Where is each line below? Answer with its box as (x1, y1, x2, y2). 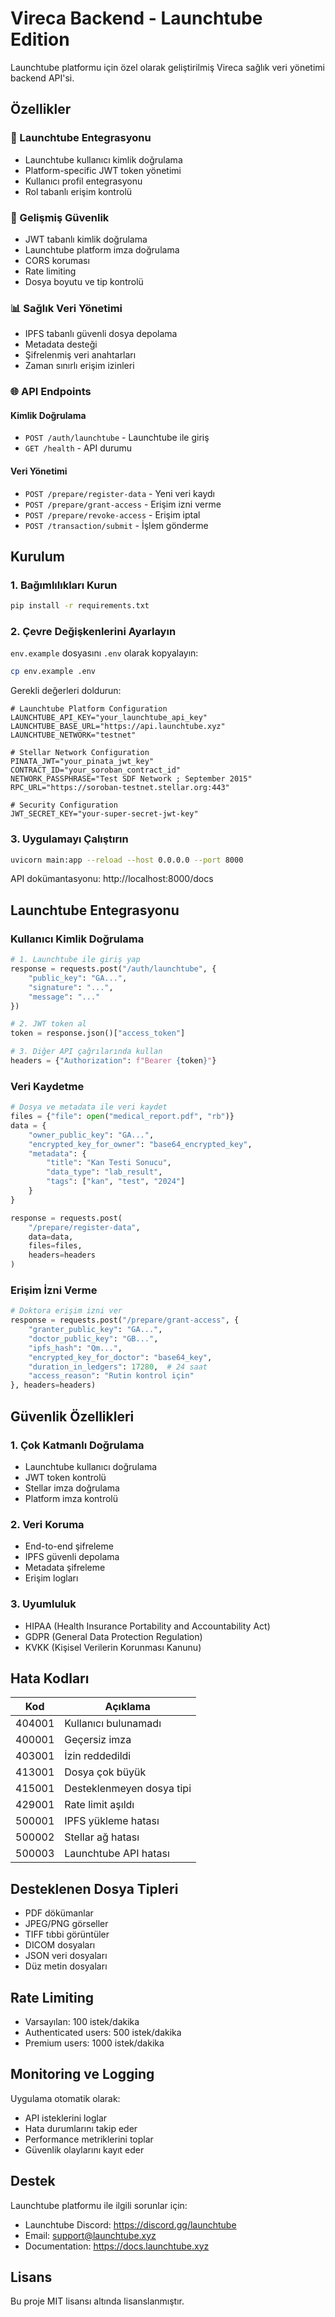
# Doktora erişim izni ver (10, 1306, 123, 1316)
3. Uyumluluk (10, 1597, 77, 1611)
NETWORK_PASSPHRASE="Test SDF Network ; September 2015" (10, 774, 253, 784)
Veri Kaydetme (10, 1079, 85, 1093)
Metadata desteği (24, 338, 98, 351)
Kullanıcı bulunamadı (64, 1717, 162, 1731)
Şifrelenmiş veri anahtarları (24, 349, 137, 361)
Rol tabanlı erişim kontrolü (24, 185, 133, 197)
